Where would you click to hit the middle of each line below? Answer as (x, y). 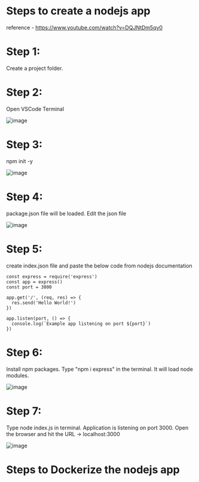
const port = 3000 (29, 287)
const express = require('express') (52, 277)
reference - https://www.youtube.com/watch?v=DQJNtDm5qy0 (85, 27)
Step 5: (25, 249)
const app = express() (34, 282)
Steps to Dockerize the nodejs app (93, 469)
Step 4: (25, 197)
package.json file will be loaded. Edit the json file (66, 213)
